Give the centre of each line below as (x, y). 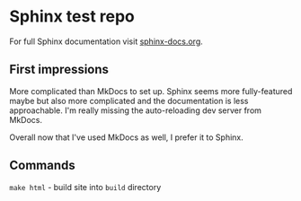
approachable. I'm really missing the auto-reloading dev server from (136, 110)
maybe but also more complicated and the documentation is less (129, 100)
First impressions (59, 70)
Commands (43, 166)
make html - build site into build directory (85, 187)
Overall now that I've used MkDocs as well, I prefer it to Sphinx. (127, 137)
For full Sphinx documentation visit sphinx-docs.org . (106, 41)
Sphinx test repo (72, 17)
